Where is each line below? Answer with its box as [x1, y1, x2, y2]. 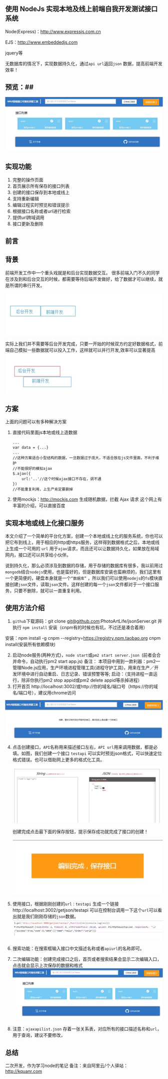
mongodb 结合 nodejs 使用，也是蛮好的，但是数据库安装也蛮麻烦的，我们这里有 [5, 569, 161, 575]
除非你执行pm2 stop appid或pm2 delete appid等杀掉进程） [21, 677, 142, 683]
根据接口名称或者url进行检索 [12, 208, 71, 214]
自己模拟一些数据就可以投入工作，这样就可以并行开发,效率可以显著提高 [9, 347, 156, 353]
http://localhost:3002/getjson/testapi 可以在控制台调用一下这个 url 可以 [12, 907, 158, 913]
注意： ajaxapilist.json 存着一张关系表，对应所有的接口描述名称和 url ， [12, 1026, 161, 1032]
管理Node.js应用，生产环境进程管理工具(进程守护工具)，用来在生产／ [12, 664, 154, 670]
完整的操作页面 [12, 176, 43, 182]
